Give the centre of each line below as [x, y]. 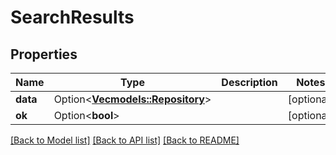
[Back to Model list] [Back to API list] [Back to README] [125, 140]
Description [249, 82]
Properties [44, 54]
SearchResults [72, 17]
